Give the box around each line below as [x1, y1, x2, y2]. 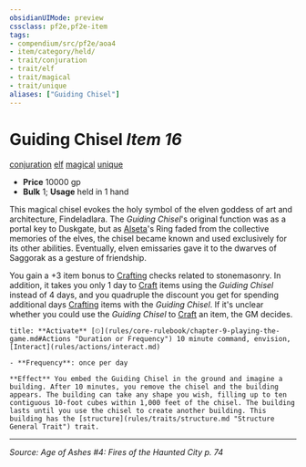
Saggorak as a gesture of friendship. [9, 253, 148, 264]
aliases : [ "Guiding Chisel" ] [9, 89, 120, 99]
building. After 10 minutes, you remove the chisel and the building [9, 382, 280, 392]
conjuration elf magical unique [9, 159, 124, 170]
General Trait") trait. [9, 422, 100, 431]
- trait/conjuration [9, 56, 88, 65]
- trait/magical [9, 73, 71, 82]
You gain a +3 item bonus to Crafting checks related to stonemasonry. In [9, 270, 281, 281]
